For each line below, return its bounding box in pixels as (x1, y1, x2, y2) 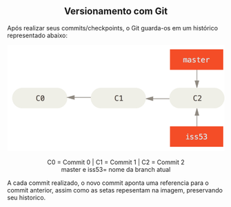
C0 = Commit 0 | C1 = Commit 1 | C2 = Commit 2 (47, 158, 185, 166)
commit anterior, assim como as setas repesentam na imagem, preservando (7, 186, 223, 194)
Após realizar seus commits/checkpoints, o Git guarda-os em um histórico (7, 23, 219, 32)
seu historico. (7, 193, 46, 201)
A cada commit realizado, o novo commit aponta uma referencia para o (7, 179, 209, 187)
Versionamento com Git (64, 6, 168, 17)
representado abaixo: (7, 31, 68, 39)
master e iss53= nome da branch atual (61, 165, 171, 173)
